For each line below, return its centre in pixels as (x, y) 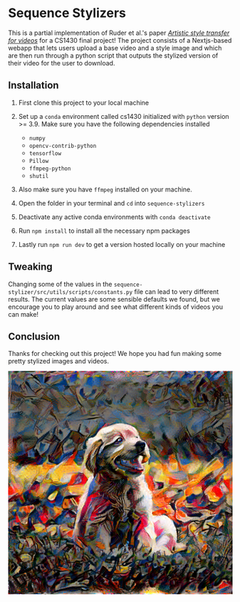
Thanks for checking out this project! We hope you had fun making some (115, 354)
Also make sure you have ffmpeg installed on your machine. (105, 189)
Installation (33, 86)
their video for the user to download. (62, 63)
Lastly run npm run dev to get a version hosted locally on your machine (122, 244)
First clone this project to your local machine (84, 102)
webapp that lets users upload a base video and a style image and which (115, 48)
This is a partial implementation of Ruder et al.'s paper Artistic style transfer (119, 33)
